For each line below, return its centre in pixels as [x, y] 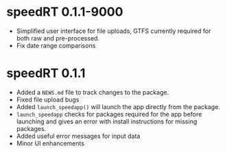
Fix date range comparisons [56, 45]
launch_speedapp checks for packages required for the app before [109, 114]
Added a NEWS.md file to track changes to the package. [93, 92]
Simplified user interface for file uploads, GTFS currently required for [113, 31]
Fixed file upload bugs [48, 99]
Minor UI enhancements [50, 143]
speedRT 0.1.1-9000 [65, 12]
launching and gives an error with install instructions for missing [107, 121]
